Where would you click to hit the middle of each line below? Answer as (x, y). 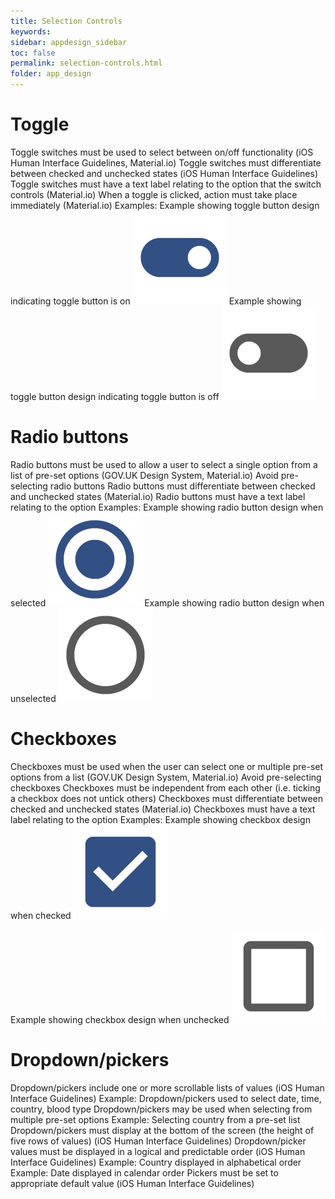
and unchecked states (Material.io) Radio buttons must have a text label (158, 496)
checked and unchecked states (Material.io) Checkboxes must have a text (163, 809)
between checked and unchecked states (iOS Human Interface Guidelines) (164, 173)
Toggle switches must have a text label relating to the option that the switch (166, 184)
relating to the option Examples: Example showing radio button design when (167, 507)
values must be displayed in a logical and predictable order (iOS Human (158, 1151)
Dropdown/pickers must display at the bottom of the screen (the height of (162, 1130)
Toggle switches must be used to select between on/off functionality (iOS (162, 152)
